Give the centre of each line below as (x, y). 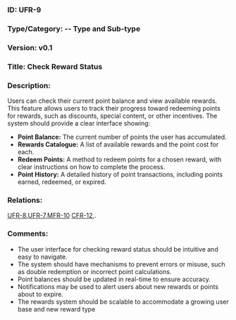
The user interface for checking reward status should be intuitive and (118, 249)
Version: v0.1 (30, 47)
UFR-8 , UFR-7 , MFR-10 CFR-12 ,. (52, 216)
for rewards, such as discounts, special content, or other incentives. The (112, 116)
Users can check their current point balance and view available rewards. (112, 101)
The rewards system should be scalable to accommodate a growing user (123, 302)
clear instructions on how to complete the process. (91, 166)
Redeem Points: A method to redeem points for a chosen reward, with (119, 159)
